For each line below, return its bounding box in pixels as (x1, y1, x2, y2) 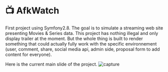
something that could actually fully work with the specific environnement (5, 40, 157, 46)
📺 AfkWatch (5, 5, 60, 16)
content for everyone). (5, 51, 52, 57)
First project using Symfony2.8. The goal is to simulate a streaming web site (5, 24, 163, 31)
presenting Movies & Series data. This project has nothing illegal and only (5, 30, 158, 36)
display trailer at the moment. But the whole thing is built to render (5, 35, 143, 41)
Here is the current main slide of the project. (5, 61, 98, 67)
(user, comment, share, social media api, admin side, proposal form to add (5, 46, 160, 52)
